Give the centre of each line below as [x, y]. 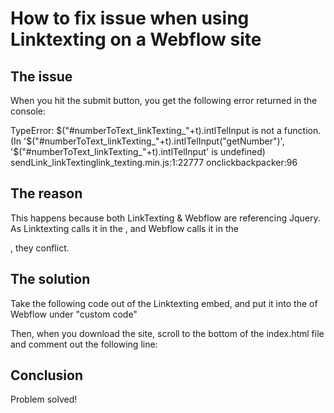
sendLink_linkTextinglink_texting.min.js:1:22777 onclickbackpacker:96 [154, 162]
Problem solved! [44, 399]
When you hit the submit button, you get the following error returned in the [164, 100]
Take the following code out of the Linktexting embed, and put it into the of [164, 303]
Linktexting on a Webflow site [136, 39]
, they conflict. [40, 248]
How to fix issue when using [130, 18]
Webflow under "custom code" [74, 314]
